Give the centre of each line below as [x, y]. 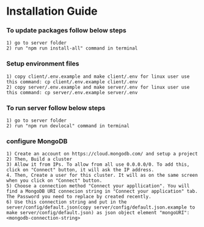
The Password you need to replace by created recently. [79, 197]
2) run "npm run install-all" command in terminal [72, 48]
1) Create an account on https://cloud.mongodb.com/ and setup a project [102, 154]
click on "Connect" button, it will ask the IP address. [80, 170]
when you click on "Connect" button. [54, 181]
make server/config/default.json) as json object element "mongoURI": [98, 213]
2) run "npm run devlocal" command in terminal [68, 126]
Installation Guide [52, 11]
